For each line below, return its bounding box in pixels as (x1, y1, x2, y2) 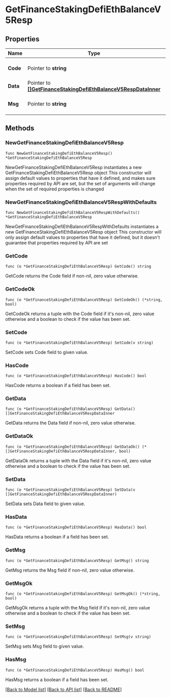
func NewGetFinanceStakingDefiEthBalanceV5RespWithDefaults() (5, 210, 140, 215)
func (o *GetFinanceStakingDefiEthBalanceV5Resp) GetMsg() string (5, 558, 149, 563)
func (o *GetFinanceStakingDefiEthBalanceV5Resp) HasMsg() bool (5, 667, 145, 673)
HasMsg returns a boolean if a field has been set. (5, 676, 108, 683)
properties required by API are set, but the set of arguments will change (5, 180, 156, 186)
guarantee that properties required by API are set (5, 239, 108, 245)
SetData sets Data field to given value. (5, 500, 85, 507)
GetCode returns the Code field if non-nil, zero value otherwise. (5, 273, 139, 279)
